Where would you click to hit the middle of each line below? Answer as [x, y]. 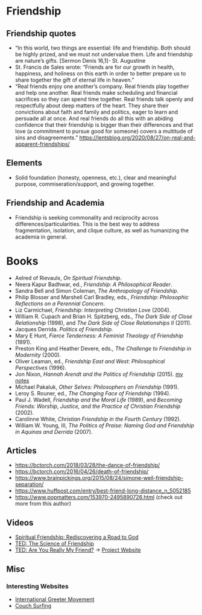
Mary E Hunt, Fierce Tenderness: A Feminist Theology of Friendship [99, 336]
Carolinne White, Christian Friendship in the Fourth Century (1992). [98, 419]
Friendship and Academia [55, 203]
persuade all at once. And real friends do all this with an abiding [94, 118]
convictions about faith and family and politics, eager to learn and [96, 112]
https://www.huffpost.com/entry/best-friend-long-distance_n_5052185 [103, 491]
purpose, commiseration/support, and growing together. [85, 184]
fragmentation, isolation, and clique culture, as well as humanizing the [102, 230]
